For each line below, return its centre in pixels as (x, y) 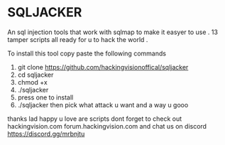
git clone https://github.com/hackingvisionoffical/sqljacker (103, 67)
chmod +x (32, 82)
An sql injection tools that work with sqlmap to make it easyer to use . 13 (113, 32)
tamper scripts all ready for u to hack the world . (78, 39)
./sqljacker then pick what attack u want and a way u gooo (103, 104)
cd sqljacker (35, 75)
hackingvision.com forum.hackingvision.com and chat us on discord (107, 126)
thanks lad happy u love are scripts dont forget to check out (95, 119)
